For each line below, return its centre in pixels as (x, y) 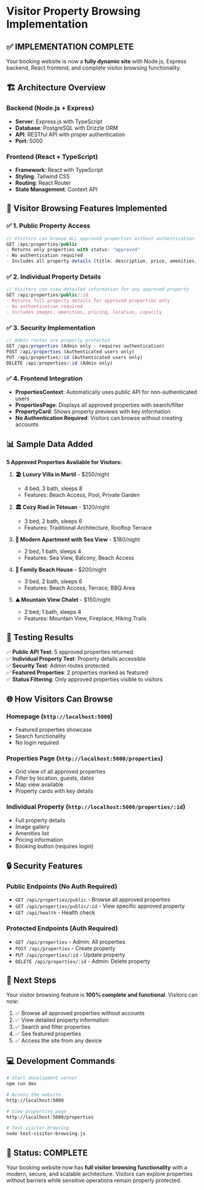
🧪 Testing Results (40, 637)
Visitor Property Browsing (73, 11)
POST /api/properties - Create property (65, 948)
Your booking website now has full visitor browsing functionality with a (97, 1167)
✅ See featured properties (48, 1034)
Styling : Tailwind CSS (42, 176)
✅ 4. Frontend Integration (45, 379)
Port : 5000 (29, 141)
